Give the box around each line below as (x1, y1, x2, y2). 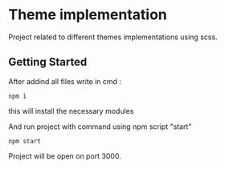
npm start (8, 137, 42, 145)
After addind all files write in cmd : (8, 76, 122, 86)
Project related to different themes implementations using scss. (8, 32, 219, 42)
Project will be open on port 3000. (8, 151, 122, 161)
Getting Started (8, 55, 88, 69)
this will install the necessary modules (8, 106, 134, 115)
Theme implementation (8, 6, 167, 24)
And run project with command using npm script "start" (8, 122, 192, 131)
